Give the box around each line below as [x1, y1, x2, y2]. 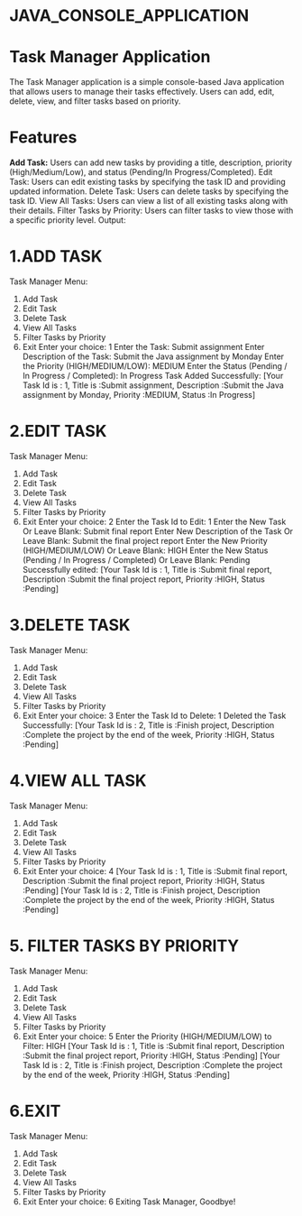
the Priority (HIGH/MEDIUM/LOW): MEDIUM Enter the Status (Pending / [22, 361, 288, 371]
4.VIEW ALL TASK [9, 770, 147, 791]
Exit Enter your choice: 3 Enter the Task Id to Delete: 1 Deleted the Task [22, 710, 287, 721]
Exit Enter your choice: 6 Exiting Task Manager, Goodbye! [22, 1196, 236, 1207]
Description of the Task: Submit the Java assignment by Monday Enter [22, 351, 285, 362]
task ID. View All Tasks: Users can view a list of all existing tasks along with [9, 196, 288, 207]
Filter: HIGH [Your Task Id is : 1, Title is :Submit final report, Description [22, 1040, 285, 1051]
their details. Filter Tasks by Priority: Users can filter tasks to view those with [9, 205, 294, 216]
